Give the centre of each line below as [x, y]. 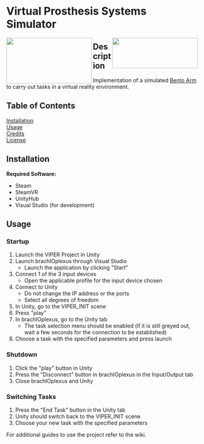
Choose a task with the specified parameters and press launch [93, 339]
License [16, 140]
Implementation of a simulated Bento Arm [145, 80]
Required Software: [31, 174]
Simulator [31, 24]
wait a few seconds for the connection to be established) [95, 333]
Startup [18, 241]
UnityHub [27, 199]
